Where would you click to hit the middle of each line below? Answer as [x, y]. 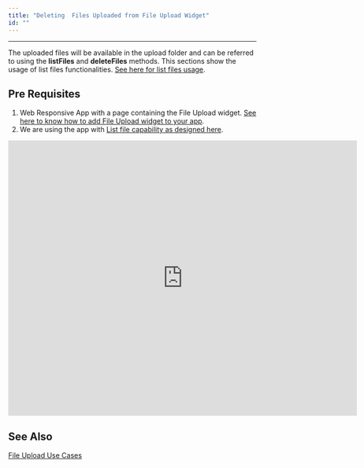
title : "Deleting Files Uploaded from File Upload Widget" [109, 15]
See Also [30, 436]
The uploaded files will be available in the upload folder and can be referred [131, 53]
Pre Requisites [45, 94]
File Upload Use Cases [45, 455]
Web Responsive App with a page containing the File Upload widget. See [138, 113]
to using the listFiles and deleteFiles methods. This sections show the [122, 61]
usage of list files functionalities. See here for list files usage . [107, 69]
